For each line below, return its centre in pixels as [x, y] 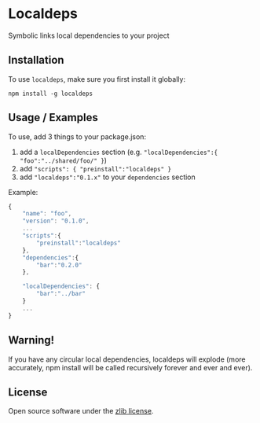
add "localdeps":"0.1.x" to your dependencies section [108, 177]
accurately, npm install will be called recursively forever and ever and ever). [130, 367]
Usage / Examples [53, 118]
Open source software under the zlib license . [81, 411]
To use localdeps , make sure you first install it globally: [97, 79]
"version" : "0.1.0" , [56, 221]
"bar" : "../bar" [61, 294]
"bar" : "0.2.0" [59, 265]
